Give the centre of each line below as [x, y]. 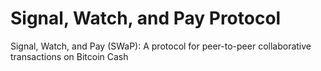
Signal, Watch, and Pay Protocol [146, 18]
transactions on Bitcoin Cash [69, 56]
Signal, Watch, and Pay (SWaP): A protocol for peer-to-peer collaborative [161, 46]
